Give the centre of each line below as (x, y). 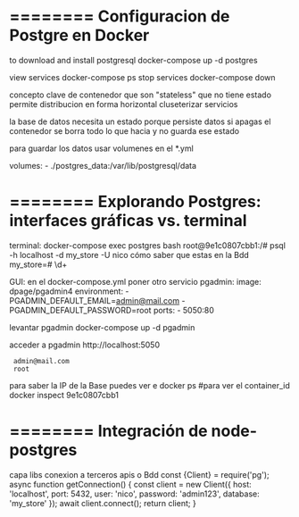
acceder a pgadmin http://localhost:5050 (85, 345)
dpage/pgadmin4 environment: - (69, 291)
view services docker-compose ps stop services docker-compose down (142, 77)
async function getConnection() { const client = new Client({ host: (130, 484)
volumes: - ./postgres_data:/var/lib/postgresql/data (103, 165)
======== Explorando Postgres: (135, 202)
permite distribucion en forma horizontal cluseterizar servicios (124, 104)
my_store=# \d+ (38, 264)
